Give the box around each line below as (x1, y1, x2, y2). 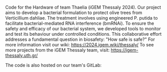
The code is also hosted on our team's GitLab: (5, 62, 102, 68)
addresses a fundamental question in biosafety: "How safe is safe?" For (5, 36, 155, 42)
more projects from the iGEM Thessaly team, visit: (5, 47, 110, 53)
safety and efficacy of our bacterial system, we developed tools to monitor (5, 26, 161, 32)
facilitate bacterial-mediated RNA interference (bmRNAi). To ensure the (5, 20, 154, 26)
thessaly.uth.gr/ (5, 52, 38, 58)
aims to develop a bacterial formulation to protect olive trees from (5, 10, 143, 16)
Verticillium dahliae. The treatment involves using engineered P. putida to (5, 15, 158, 21)
